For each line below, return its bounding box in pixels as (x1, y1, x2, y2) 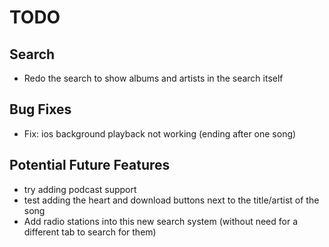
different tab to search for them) (23, 226, 157, 238)
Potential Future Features (9, 157, 171, 174)
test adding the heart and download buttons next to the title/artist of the (23, 194, 320, 206)
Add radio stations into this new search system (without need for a (23, 215, 299, 227)
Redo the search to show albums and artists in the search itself (23, 72, 284, 84)
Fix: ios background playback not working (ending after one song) (23, 127, 297, 140)
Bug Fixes (9, 101, 72, 118)
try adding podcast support (23, 183, 137, 195)
